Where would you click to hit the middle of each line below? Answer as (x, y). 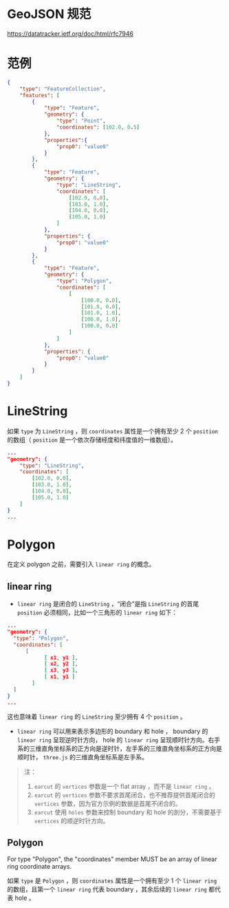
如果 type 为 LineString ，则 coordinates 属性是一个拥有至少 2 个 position (113, 431)
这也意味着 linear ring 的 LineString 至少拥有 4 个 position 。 (97, 716)
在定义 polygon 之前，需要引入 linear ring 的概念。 (81, 564)
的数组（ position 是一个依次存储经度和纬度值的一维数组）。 (92, 440)
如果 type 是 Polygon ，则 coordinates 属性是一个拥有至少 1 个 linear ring (112, 881)
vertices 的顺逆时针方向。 (72, 821)
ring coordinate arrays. (40, 867)
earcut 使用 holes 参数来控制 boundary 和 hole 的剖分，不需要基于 (128, 812)
